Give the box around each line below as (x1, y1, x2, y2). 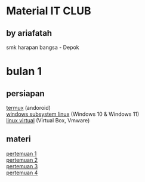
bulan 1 (6, 64, 42, 78)
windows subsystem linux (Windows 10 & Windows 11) (6, 110, 140, 118)
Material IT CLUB (6, 4, 91, 18)
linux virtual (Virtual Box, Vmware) (6, 117, 90, 124)
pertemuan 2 (6, 156, 38, 164)
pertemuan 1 (6, 150, 37, 157)
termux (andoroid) (6, 104, 51, 111)
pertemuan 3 (6, 162, 38, 169)
